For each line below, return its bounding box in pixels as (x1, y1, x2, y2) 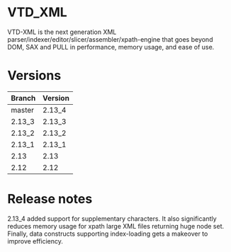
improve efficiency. (7, 236, 64, 245)
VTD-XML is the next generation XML (7, 28, 117, 36)
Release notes (7, 191, 93, 207)
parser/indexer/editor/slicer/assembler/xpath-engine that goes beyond (7, 35, 213, 43)
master (11, 105, 34, 115)
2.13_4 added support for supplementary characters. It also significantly (7, 214, 218, 223)
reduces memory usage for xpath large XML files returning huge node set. (7, 222, 225, 230)
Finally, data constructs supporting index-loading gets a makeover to (7, 229, 208, 238)
